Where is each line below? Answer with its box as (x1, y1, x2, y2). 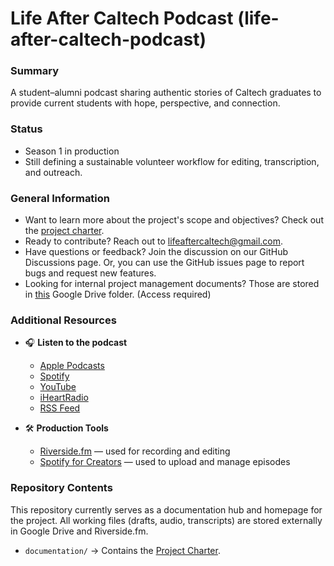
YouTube (39, 381, 77, 393)
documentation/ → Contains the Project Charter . (24, 544, 221, 556)
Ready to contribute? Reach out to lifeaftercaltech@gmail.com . (24, 235, 284, 247)
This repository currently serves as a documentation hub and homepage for (10, 503, 323, 516)
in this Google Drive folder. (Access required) (24, 288, 212, 301)
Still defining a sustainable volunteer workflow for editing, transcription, (24, 155, 320, 167)
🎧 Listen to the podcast (24, 337, 128, 349)
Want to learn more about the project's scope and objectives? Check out (24, 214, 324, 226)
